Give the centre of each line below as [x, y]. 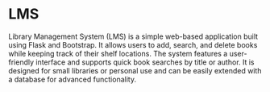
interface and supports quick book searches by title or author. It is [145, 62]
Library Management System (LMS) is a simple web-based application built [133, 36]
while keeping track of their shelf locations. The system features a [118, 53]
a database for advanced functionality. [73, 79]
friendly [21, 62]
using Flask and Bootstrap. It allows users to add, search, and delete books [133, 44]
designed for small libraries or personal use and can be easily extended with [135, 70]
